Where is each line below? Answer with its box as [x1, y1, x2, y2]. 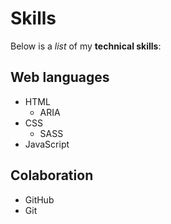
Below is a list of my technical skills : [10, 40, 162, 52]
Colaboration [10, 167, 94, 184]
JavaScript [24, 138, 70, 150]
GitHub [24, 193, 55, 206]
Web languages [10, 69, 110, 86]
